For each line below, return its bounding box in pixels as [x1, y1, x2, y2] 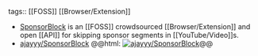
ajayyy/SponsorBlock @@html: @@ [19, 39, 214, 48]
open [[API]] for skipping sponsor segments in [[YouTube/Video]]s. [19, 31, 240, 39]
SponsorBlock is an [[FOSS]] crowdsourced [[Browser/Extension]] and [19, 22, 251, 31]
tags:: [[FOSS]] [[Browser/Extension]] [8, 7, 131, 16]
